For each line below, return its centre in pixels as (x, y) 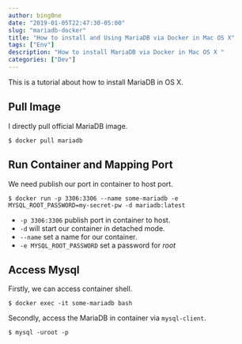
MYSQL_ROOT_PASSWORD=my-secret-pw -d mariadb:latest (97, 205)
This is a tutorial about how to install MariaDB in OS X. (96, 82)
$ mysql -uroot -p (38, 333)
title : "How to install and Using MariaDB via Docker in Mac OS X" (122, 38)
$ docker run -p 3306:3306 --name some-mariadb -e (93, 198)
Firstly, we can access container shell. (70, 289)
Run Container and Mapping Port (91, 165)
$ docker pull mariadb (45, 140)
